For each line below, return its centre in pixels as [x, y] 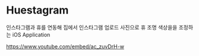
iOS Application [31, 34]
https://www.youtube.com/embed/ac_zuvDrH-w [65, 46]
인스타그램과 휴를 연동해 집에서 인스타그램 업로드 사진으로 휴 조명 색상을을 [92, 27]
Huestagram [37, 10]
